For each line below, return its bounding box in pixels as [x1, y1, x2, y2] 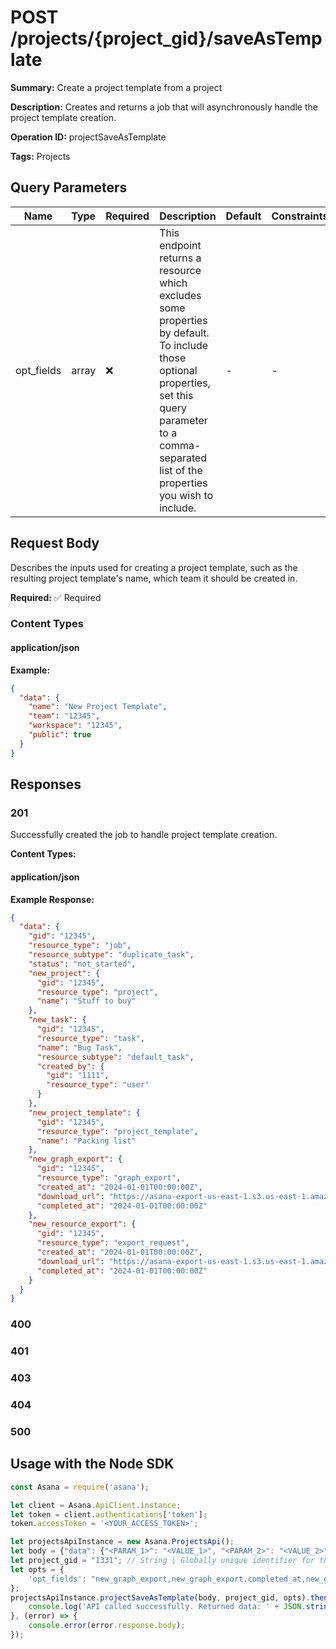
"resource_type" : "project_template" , [36, 1126, 199, 1136]
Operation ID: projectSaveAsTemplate [10, 131, 167, 143]
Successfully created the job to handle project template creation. [10, 829, 278, 841]
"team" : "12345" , [28, 711, 101, 721]
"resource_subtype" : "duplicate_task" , [28, 950, 195, 960]
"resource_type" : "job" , [28, 941, 132, 951]
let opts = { [10, 1564, 65, 1575]
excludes [159, 288, 202, 302]
